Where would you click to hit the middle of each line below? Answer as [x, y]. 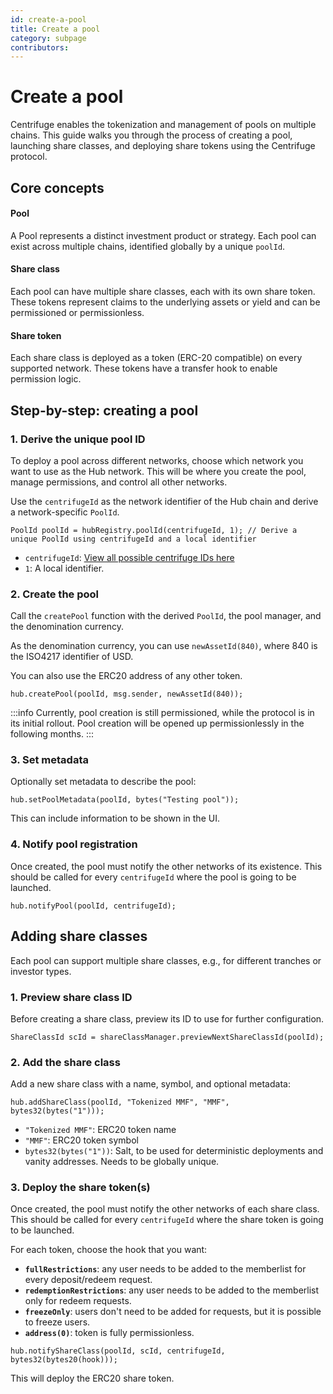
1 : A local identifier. [64, 568]
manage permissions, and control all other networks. [119, 482]
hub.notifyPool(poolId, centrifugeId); [93, 906]
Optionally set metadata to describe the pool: [103, 782]
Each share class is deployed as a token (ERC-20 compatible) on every [156, 358]
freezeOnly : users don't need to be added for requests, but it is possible [173, 1312]
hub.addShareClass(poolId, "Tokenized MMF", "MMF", [120, 1102]
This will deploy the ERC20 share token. [92, 1378]
